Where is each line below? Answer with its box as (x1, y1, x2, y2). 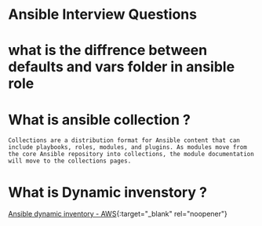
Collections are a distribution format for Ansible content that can (8, 137, 241, 144)
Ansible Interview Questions (8, 5, 198, 24)
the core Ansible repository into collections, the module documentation (8, 151, 255, 159)
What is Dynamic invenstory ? (8, 183, 208, 201)
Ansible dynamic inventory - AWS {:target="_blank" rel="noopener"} (8, 210, 227, 219)
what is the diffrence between (8, 42, 208, 60)
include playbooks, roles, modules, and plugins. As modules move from (8, 144, 247, 151)
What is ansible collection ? (8, 111, 191, 129)
